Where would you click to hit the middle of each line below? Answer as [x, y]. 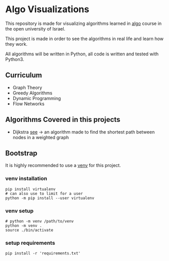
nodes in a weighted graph [41, 137]
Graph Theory [27, 87]
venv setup [20, 211]
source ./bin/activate [29, 230]
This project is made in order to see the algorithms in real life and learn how [84, 39]
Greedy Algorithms [32, 93]
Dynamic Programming [37, 98]
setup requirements [30, 243]
